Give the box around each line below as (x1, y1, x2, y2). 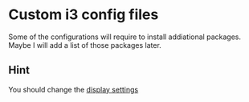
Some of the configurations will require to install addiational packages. (8, 32, 241, 41)
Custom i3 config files (8, 6, 159, 24)
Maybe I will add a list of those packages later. (8, 40, 162, 49)
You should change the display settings (8, 84, 139, 94)
